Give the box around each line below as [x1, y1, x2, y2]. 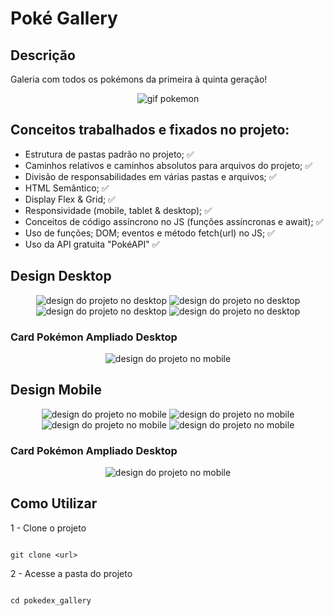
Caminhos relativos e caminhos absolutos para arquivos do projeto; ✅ [24, 159, 313, 171]
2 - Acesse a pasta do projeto [10, 567, 133, 579]
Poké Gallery [10, 7, 118, 30]
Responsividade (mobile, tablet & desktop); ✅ [24, 204, 213, 216]
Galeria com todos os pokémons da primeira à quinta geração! [10, 73, 268, 85]
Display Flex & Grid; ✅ [24, 193, 116, 205]
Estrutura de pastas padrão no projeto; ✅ [24, 148, 195, 160]
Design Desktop [10, 268, 112, 285]
